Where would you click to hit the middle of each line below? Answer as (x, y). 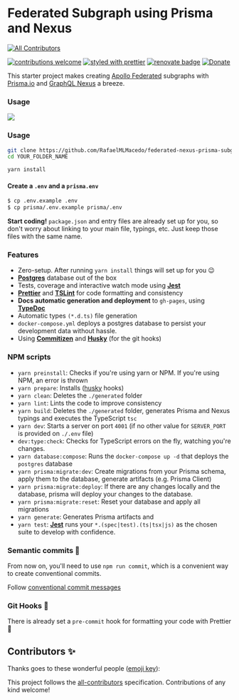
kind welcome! (29, 690)
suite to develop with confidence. (67, 532)
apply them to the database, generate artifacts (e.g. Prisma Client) (115, 479)
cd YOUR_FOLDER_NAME (38, 157)
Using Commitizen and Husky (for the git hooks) (90, 339)
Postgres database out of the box (67, 278)
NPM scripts (29, 357)
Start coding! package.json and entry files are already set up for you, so (113, 221)
